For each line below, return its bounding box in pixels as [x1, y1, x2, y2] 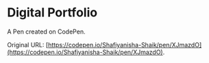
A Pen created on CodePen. [7, 27, 86, 36]
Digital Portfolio [7, 5, 98, 21]
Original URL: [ [7, 40, 49, 49]
